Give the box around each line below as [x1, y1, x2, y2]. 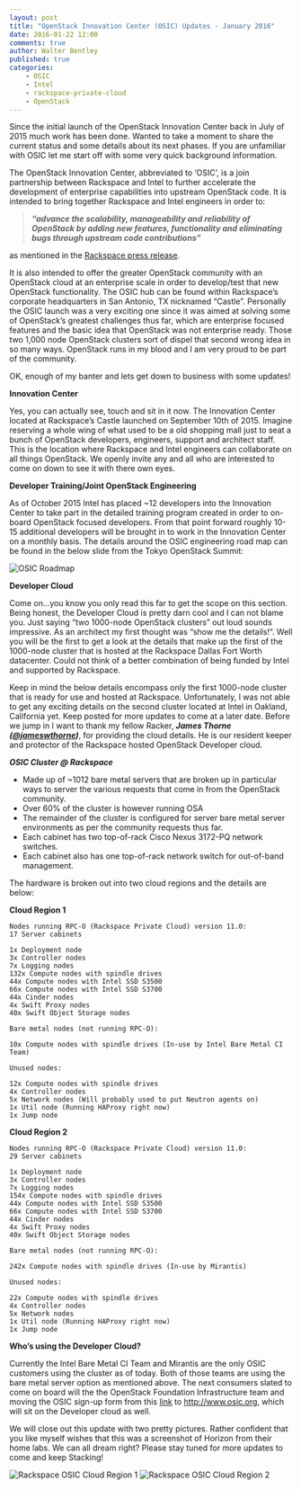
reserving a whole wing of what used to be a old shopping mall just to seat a [9, 424, 292, 436]
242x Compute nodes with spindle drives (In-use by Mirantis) [9, 1262, 247, 1271]
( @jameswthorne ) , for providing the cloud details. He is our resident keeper [9, 730, 292, 741]
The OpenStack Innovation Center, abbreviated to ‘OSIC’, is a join [9, 167, 250, 178]
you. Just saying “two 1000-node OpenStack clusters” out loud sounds [9, 617, 272, 628]
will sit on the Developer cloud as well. [9, 1406, 151, 1417]
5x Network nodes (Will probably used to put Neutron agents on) [9, 1095, 259, 1104]
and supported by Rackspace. [9, 664, 121, 675]
